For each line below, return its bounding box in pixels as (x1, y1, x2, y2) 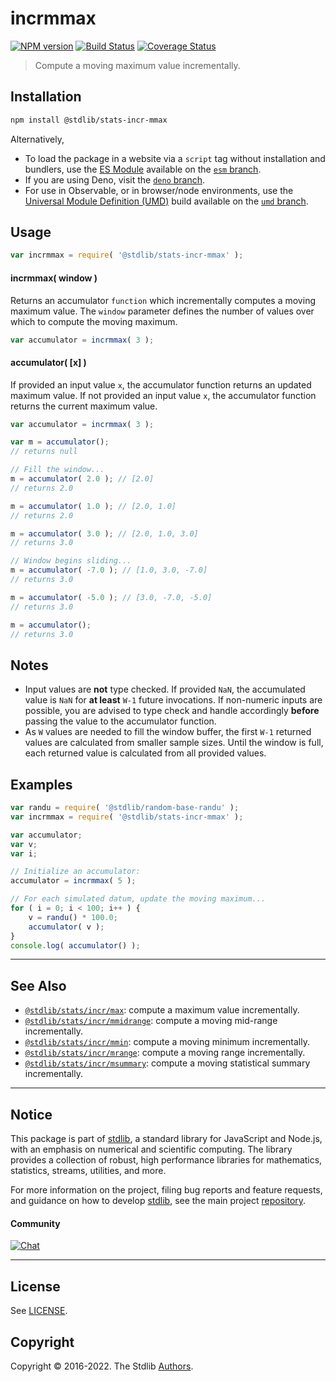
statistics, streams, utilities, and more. (10, 1165, 167, 1177)
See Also (10, 977, 67, 994)
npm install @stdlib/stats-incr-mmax (10, 115, 168, 125)
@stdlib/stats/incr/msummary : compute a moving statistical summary (24, 1057, 311, 1069)
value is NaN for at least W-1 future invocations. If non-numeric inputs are (24, 694, 323, 706)
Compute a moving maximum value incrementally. (34, 59, 241, 71)
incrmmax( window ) (10, 272, 98, 284)
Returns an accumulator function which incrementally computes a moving (10, 294, 316, 306)
